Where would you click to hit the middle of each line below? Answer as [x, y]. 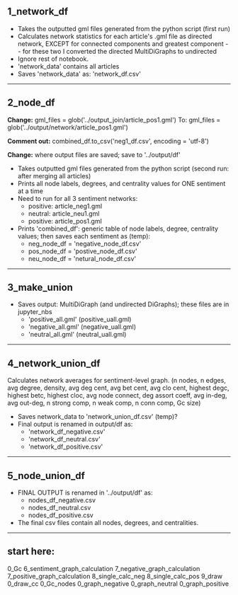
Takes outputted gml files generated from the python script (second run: [123, 168]
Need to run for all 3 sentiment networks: [78, 198]
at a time [30, 191]
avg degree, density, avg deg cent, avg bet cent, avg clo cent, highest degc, [118, 388]
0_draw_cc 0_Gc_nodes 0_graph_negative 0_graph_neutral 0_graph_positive [118, 584]
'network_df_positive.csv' [66, 447]
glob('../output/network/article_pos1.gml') [68, 127]
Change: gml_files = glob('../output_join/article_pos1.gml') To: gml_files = [114, 120]
